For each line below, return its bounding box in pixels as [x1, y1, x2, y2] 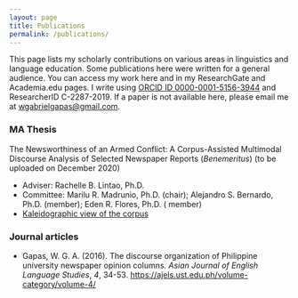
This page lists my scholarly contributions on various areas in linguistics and [9, 54, 289, 65]
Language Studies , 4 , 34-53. [21, 269, 129, 280]
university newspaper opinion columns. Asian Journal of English [21, 260, 259, 270]
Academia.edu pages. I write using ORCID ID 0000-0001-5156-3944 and [9, 82, 277, 93]
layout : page [9, 12, 58, 22]
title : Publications [9, 21, 86, 30]
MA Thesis [9, 124, 57, 136]
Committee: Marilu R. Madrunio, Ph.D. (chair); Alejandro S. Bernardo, [21, 189, 274, 200]
